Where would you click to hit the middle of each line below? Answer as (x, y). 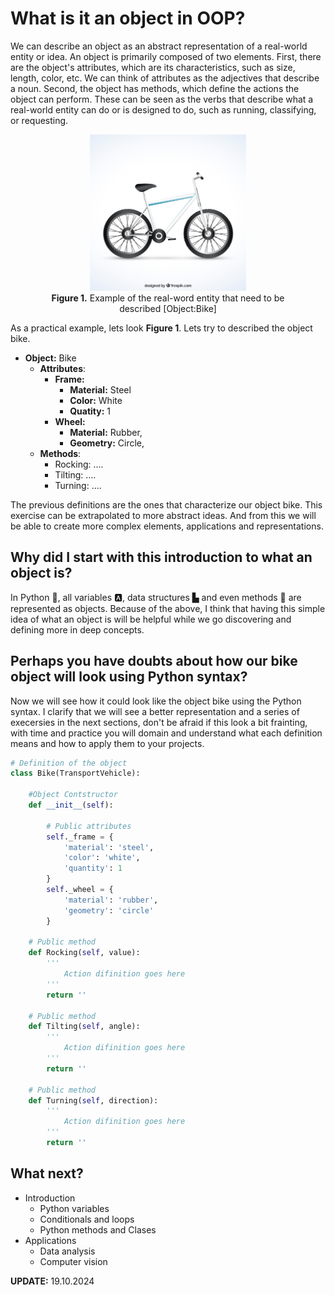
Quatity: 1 (90, 411)
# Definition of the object (69, 763)
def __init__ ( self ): (71, 805)
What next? (47, 1173)
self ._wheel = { (80, 890)
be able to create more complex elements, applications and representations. (167, 526)
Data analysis (67, 1251)
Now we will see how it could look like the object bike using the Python (156, 701)
